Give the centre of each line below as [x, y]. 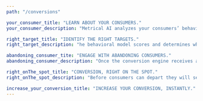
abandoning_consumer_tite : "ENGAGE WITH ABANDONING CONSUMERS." [89, 56]
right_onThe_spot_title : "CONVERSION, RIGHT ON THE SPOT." [82, 72]
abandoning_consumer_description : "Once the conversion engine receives [100, 61]
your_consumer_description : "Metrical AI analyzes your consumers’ [93, 28]
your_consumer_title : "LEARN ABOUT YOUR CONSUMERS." [74, 23]
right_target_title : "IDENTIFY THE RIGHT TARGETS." [72, 39]
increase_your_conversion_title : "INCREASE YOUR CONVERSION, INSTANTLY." [101, 88]
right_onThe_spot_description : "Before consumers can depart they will [98, 78]
